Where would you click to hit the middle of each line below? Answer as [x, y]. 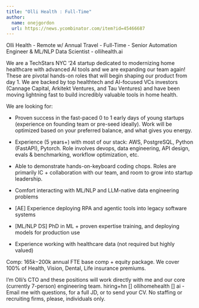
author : [16, 17]
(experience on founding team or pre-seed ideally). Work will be [94, 124]
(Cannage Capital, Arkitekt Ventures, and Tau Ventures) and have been [93, 88]
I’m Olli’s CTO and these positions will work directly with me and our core [96, 280]
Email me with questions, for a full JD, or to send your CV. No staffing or [94, 293]
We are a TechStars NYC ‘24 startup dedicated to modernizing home [91, 63]
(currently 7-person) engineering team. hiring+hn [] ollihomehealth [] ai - [95, 286]
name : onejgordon [33, 23]
